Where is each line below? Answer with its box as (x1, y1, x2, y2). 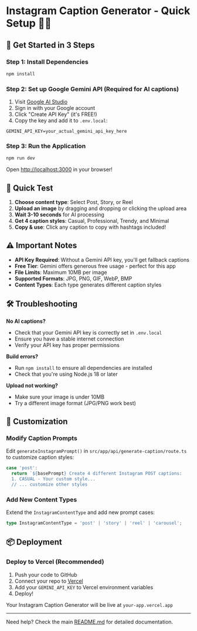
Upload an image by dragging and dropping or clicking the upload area (14, 205, 187, 212)
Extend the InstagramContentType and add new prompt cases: (6, 509, 155, 516)
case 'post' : (6, 465, 38, 471)
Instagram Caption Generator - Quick (6, 4, 191, 18)
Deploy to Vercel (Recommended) (6, 557, 104, 566)
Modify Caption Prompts (6, 434, 77, 442)
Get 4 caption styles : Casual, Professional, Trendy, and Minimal (14, 218, 169, 225)
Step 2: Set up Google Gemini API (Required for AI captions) (6, 85, 179, 93)
